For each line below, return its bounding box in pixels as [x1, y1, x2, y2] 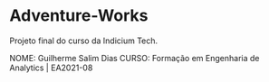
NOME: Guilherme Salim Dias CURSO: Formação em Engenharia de [9, 52, 260, 63]
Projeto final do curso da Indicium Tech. [9, 35, 159, 46]
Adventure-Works [9, 5, 149, 26]
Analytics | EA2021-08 [9, 62, 93, 73]
